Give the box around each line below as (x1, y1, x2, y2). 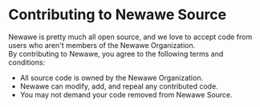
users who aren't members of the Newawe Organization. (8, 40, 196, 50)
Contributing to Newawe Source (8, 6, 227, 24)
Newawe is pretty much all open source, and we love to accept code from (8, 32, 253, 42)
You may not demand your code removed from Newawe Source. (19, 89, 233, 99)
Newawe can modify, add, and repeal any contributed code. (19, 81, 218, 91)
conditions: (8, 57, 46, 67)
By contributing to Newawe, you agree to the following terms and (8, 49, 224, 58)
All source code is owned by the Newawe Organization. (19, 73, 203, 82)
